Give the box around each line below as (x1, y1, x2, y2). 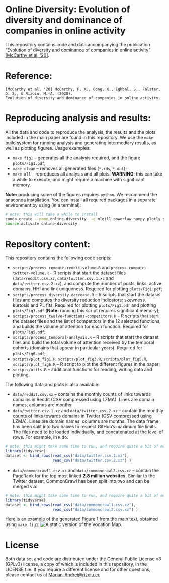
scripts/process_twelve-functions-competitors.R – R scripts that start (12, 313, 159, 319)
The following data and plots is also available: (5, 382, 100, 388)
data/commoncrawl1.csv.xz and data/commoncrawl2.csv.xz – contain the (12, 467, 159, 473)
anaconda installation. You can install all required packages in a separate (5, 197, 156, 203)
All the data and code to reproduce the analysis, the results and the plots (5, 129, 156, 135)
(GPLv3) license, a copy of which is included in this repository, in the (5, 561, 147, 567)
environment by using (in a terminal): (5, 202, 81, 208)
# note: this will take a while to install (5, 212, 98, 217)
